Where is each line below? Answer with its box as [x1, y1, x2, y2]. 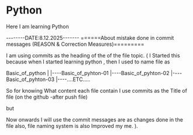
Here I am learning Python [6, 23, 69, 30]
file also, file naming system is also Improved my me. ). [6, 122, 139, 129]
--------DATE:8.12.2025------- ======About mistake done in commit [6, 34, 174, 41]
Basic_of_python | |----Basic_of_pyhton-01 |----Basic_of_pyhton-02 [6, 69, 170, 76]
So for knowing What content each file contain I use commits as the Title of [6, 87, 187, 94]
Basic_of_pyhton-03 [6, 76, 54, 83]
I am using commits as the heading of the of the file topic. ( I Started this [6, 52, 180, 59]
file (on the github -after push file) [6, 93, 88, 100]
